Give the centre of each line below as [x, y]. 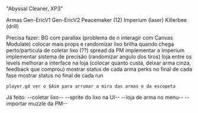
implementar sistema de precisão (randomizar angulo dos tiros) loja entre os [99, 56]
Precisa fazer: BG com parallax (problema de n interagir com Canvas [90, 38]
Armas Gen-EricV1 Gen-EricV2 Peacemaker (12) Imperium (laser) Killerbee [97, 20]
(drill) [13, 26]
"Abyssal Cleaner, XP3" [35, 9]
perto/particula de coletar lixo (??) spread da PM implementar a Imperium [95, 50]
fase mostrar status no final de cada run [55, 75]
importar [17, 104]
